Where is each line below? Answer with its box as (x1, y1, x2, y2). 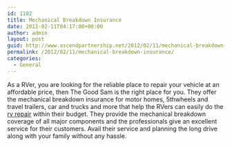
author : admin (7, 29, 48, 37)
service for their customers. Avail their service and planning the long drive (7, 124, 217, 133)
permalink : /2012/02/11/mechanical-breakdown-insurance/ (7, 49, 175, 56)
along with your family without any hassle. (7, 132, 127, 140)
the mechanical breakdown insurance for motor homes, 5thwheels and (7, 95, 209, 104)
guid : (7, 42, 23, 49)
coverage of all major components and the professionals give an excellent (7, 117, 217, 125)
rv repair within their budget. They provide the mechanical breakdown (7, 110, 206, 118)
